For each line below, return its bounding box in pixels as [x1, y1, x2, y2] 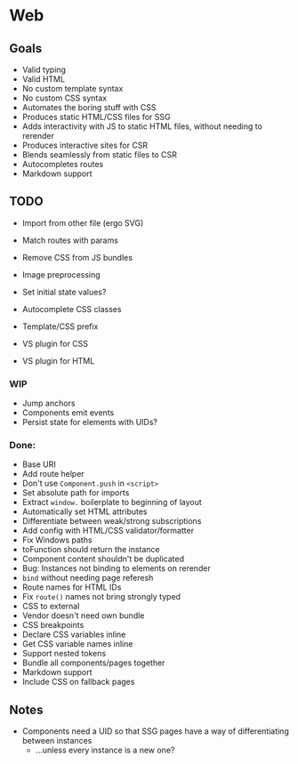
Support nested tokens [21, 648, 107, 659]
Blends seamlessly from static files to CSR [21, 149, 178, 160]
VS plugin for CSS [21, 338, 89, 349]
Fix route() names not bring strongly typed [21, 591, 181, 602]
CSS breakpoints [21, 620, 85, 631]
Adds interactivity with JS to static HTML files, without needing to [21, 121, 262, 132]
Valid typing [21, 64, 67, 75]
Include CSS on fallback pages [21, 677, 135, 688]
